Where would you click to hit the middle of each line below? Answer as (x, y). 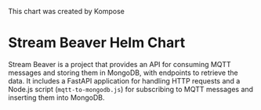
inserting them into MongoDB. (56, 98)
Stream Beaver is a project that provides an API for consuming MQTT (120, 64)
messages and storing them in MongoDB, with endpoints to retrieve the (123, 73)
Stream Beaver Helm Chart (97, 43)
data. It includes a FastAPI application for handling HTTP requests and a (124, 80)
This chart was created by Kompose (67, 11)
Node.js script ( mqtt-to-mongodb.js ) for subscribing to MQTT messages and (130, 89)
